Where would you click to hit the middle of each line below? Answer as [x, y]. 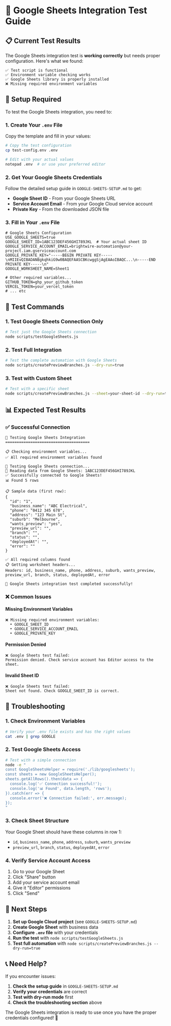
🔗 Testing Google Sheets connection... [48, 467]
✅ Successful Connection [38, 427]
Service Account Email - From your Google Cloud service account [82, 203]
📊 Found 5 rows [22, 481]
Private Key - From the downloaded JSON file [61, 209]
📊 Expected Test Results [46, 410]
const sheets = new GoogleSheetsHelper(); [51, 774]
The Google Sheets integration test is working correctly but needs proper [83, 55]
